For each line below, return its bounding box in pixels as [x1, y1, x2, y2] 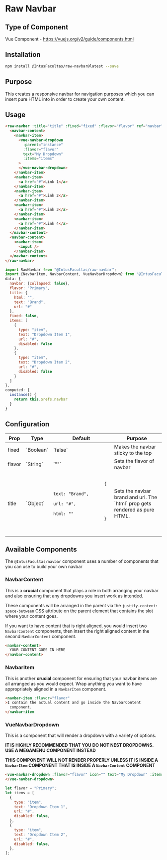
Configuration [5, 420, 50, 429]
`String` [25, 461, 43, 468]
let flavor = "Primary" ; [5, 786, 57, 791]
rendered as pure [114, 507, 155, 513]
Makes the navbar [114, 443, 157, 450]
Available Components [5, 545, 77, 553]
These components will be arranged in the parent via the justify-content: [5, 602, 158, 608]
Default [72, 435, 90, 442]
